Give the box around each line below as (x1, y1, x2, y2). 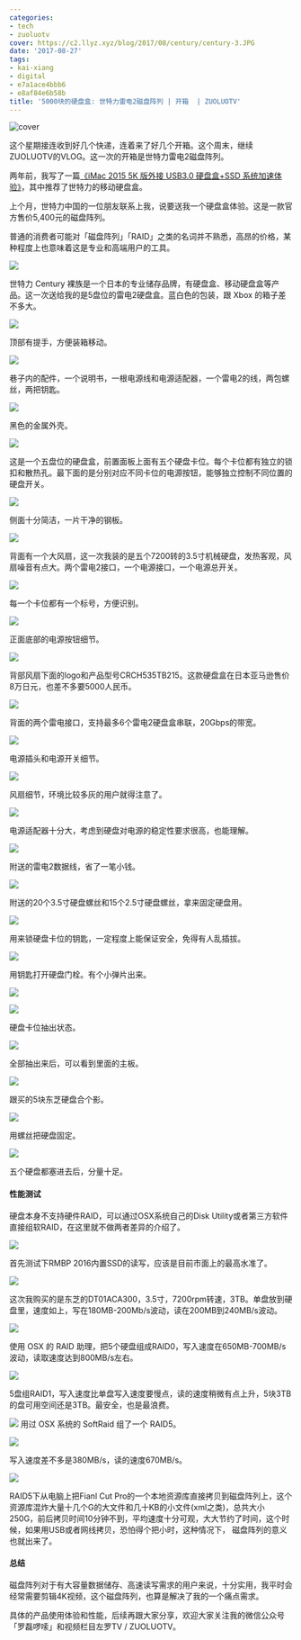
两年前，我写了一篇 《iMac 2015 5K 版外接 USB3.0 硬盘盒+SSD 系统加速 (9, 170, 275, 181)
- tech (9, 22, 34, 31)
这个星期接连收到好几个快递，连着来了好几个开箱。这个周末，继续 (9, 140, 253, 151)
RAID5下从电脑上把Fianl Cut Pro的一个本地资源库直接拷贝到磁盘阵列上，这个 (9, 1491, 293, 1501)
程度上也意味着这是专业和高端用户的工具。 (16, 242, 175, 253)
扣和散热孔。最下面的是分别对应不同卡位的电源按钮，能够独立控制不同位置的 (9, 467, 293, 478)
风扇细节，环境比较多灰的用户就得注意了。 (9, 789, 167, 800)
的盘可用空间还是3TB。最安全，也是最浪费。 (9, 1399, 174, 1410)
